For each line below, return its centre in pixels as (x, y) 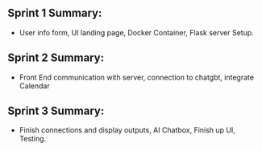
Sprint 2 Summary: (56, 58)
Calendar (34, 86)
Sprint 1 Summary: (55, 13)
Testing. (33, 139)
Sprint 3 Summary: (56, 111)
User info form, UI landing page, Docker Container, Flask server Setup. (137, 32)
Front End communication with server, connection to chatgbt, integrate (137, 77)
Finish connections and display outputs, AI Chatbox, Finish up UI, (127, 130)
